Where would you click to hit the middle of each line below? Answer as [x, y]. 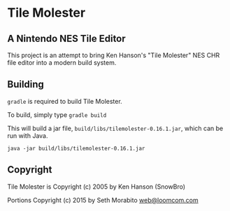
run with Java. [28, 135]
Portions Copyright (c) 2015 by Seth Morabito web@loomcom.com [103, 200]
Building [26, 85]
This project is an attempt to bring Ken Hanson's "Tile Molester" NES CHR [114, 55]
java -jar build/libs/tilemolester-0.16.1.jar [76, 148]
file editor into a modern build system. [62, 63]
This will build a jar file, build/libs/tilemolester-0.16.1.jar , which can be [115, 128]
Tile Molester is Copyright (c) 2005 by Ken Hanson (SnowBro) [96, 187]
